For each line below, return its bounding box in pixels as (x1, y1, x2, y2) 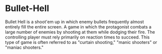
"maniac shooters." (5, 44, 44, 50)
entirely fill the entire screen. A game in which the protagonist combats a (5, 24, 152, 29)
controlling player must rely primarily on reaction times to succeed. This (5, 34, 150, 40)
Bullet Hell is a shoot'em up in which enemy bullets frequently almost (5, 19, 144, 25)
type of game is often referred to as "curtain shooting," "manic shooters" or (5, 39, 158, 45)
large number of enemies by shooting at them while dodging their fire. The (5, 29, 155, 35)
